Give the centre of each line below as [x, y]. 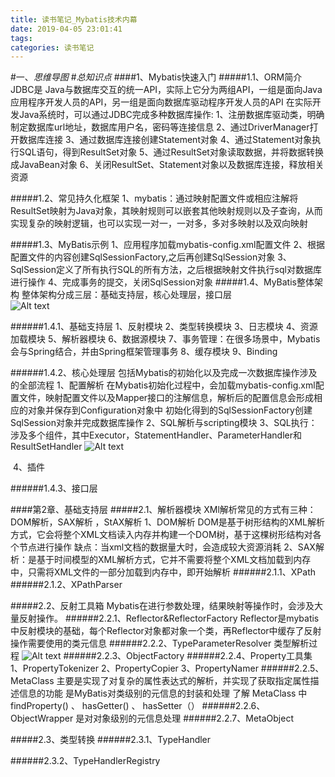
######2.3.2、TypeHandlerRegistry [85, 761]
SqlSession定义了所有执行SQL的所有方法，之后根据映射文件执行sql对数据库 [166, 270]
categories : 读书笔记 [52, 47]
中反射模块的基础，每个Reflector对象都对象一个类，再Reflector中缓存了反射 [166, 631]
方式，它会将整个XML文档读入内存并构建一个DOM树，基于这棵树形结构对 [161, 535]
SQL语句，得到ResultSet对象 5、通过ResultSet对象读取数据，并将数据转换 [171, 152]
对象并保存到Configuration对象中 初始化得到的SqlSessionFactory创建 [170, 410]
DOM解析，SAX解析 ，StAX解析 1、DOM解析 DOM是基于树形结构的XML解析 [167, 522]
